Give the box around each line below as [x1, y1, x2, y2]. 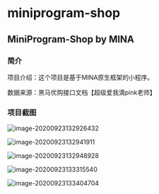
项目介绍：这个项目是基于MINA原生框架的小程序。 [7, 73, 154, 81]
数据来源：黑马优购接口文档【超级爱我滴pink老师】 [7, 88, 156, 96]
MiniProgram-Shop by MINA [7, 33, 134, 45]
